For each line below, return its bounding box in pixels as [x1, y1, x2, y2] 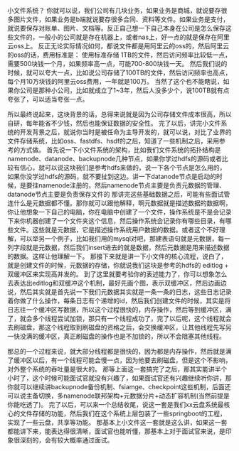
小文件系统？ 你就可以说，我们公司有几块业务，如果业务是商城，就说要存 [7, 6, 221, 14]
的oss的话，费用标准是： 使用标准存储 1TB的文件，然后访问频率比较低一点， [7, 50, 231, 59]
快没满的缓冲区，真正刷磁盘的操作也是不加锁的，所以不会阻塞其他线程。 [13, 332, 225, 340]
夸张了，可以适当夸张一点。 [7, 95, 89, 103]
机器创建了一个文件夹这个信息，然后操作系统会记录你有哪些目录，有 [26, 217, 225, 225]
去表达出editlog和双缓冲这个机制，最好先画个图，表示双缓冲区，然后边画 [7, 279, 221, 287]
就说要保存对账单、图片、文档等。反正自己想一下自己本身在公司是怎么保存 [7, 24, 225, 32]
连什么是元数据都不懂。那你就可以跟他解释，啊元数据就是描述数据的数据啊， [7, 199, 232, 207]
